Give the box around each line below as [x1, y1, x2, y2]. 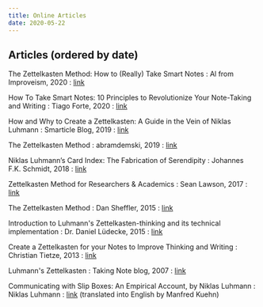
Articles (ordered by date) [8, 48, 139, 62]
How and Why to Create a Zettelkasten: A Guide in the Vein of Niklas [8, 116, 231, 127]
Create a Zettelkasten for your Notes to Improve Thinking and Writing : [8, 242, 238, 252]
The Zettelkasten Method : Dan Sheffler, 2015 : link [8, 203, 173, 213]
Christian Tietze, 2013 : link [8, 251, 97, 260]
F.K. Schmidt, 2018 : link [8, 164, 87, 174]
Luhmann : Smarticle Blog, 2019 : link [8, 125, 129, 135]
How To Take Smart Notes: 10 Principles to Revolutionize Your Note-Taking [8, 93, 252, 103]
